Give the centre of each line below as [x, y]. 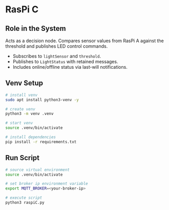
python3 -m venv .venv [29, 114]
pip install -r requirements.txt [41, 142]
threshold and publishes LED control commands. [57, 46]
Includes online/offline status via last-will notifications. [70, 67]
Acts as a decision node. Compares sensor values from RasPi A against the [84, 41]
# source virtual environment [38, 170]
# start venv [19, 123]
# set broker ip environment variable [47, 184]
